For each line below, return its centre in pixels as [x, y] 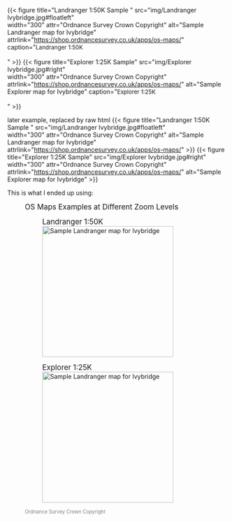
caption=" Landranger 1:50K [45, 47]
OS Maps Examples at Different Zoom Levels [102, 207]
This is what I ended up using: [50, 193]
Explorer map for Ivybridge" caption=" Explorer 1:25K [81, 91]
